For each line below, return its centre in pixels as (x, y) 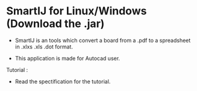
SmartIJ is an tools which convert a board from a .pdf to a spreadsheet (103, 40)
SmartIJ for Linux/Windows (77, 11)
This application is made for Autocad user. (67, 58)
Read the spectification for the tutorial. (63, 81)
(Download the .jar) (55, 24)
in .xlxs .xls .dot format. (44, 47)
